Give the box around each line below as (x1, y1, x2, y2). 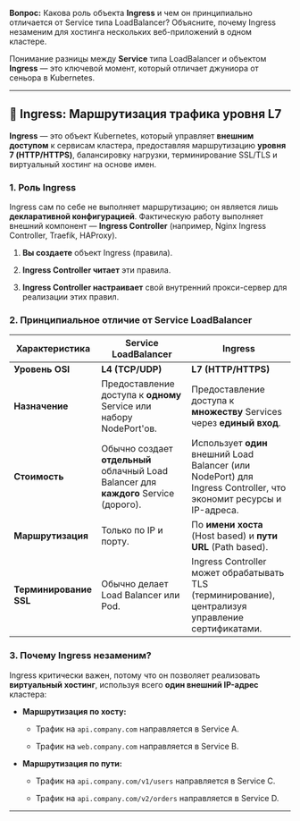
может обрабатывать (191, 567, 285, 580)
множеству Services (191, 406, 283, 419)
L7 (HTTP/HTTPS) (191, 363, 271, 376)
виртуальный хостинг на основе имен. (9, 158, 157, 169)
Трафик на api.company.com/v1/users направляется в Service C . (35, 775, 276, 786)
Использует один (191, 437, 268, 450)
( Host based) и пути (191, 529, 279, 542)
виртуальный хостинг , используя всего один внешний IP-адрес (9, 679, 259, 690)
